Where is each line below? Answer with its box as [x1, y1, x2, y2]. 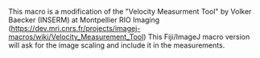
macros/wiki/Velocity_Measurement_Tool [8, 32, 144, 41]
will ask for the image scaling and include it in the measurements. [8, 41, 225, 50]
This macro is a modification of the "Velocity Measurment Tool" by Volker [8, 7, 252, 16]
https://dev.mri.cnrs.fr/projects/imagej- [10, 24, 141, 33]
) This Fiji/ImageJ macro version [143, 32, 250, 41]
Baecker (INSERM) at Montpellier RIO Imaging [8, 15, 160, 25]
